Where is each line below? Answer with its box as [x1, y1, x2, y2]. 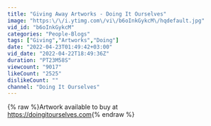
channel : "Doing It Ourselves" [7, 83, 100, 90]
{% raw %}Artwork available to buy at [7, 103, 119, 111]
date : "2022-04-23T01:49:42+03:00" [7, 43, 113, 51]
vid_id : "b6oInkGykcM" [7, 23, 75, 31]
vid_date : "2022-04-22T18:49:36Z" [7, 51, 110, 58]
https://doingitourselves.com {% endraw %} [7, 110, 135, 119]
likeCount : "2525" [7, 70, 62, 77]
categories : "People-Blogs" [7, 30, 91, 38]
